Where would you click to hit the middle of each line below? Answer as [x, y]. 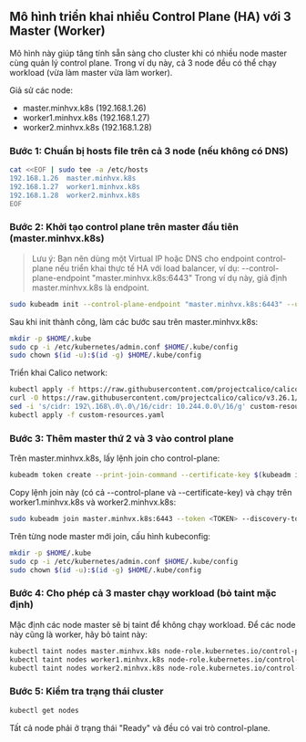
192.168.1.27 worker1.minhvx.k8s [75, 187]
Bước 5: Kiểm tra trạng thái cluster [87, 692]
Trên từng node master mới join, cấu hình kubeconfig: [110, 536]
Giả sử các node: [41, 90]
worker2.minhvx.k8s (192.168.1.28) [87, 127]
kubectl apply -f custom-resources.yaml [87, 415]
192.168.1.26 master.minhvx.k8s [73, 178]
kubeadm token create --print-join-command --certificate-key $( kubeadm [150, 476]
